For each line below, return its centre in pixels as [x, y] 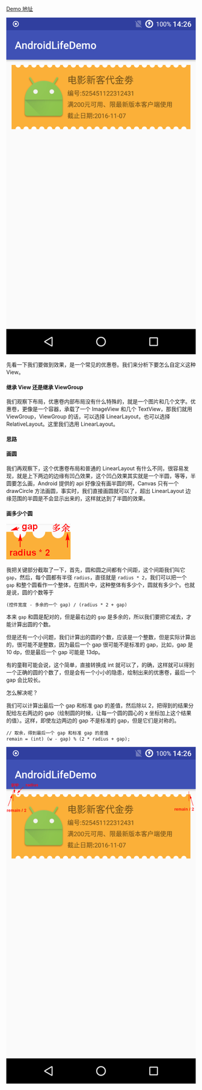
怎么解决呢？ [22, 693]
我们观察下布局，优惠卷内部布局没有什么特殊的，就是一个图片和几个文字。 [98, 402]
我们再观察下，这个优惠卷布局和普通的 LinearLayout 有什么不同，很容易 [95, 468]
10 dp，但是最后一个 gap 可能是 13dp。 [55, 652]
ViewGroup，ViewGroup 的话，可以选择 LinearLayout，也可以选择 [88, 417]
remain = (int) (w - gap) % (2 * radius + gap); [68, 739]
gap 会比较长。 [25, 680]
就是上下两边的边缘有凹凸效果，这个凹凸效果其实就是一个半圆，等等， [103, 476]
